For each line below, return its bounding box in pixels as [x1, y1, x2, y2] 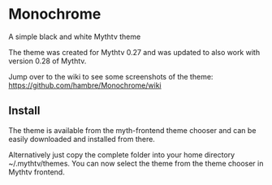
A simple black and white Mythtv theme [8, 32, 141, 41]
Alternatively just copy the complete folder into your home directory [8, 149, 235, 159]
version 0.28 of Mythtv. [8, 56, 87, 66]
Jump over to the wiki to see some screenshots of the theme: [8, 71, 214, 81]
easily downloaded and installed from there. [8, 134, 156, 144]
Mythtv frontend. [8, 167, 65, 177]
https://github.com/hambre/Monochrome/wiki [8, 80, 162, 90]
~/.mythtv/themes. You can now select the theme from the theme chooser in [8, 158, 264, 168]
